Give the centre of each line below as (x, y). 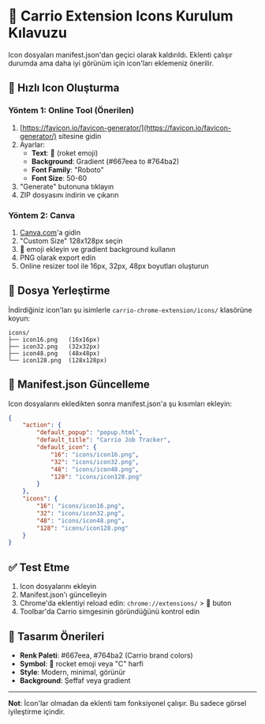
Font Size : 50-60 (59, 178)
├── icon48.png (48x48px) (54, 353)
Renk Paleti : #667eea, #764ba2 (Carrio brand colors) (106, 655)
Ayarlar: (32, 144)
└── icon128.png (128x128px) (58, 360)
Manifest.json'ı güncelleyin (63, 595)
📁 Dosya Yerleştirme (59, 291)
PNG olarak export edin (58, 257)
